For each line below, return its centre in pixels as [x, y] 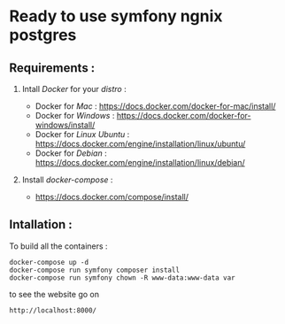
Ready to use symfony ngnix [116, 16]
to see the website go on [54, 294]
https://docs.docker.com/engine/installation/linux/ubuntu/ [140, 144]
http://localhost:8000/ [53, 310]
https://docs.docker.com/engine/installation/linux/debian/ [140, 162]
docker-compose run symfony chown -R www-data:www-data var [123, 278]
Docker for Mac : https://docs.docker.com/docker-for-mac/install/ [155, 106]
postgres [43, 35]
